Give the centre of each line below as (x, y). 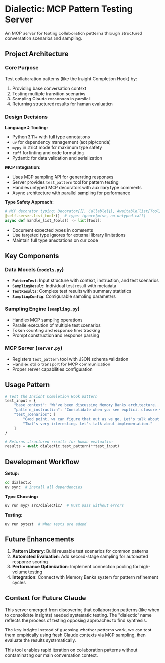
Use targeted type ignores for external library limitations (69, 235)
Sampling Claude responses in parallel (51, 99)
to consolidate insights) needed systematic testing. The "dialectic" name (78, 615)
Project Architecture (37, 54)
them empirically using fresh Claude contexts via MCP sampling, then (75, 635)
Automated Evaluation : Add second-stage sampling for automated (80, 556)
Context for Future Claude (46, 598)
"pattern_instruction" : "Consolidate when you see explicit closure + (88, 410)
